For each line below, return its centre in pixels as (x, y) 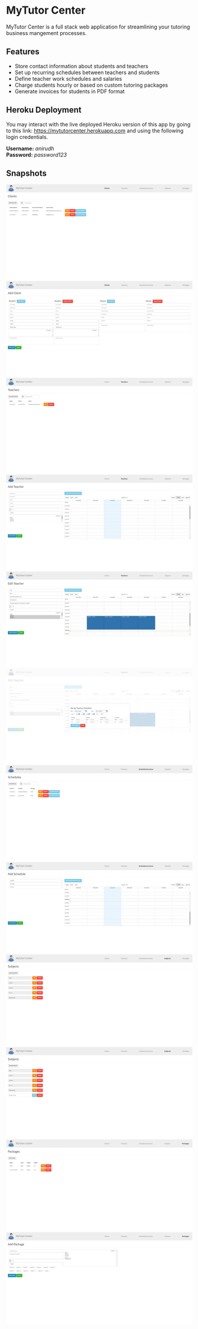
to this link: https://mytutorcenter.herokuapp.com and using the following (95, 131)
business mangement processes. (46, 33)
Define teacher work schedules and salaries (68, 78)
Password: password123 (36, 154)
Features (23, 52)
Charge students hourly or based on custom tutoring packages (91, 85)
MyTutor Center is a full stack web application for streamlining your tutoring (98, 27)
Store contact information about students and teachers (82, 66)
